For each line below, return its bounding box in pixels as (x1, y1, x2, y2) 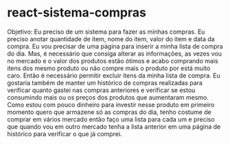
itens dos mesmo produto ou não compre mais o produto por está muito (7, 64, 211, 72)
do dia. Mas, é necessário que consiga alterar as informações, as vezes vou (7, 49, 222, 58)
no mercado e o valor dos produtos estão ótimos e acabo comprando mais (7, 56, 218, 65)
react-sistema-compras (7, 5, 146, 21)
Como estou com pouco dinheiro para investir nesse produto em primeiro (7, 100, 215, 109)
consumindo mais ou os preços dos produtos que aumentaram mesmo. (7, 93, 209, 101)
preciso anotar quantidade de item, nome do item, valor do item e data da (7, 34, 215, 43)
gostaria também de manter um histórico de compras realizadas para (7, 78, 203, 87)
